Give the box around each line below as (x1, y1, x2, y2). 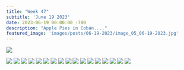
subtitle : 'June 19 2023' (6, 14, 70, 20)
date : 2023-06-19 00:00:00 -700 (6, 19, 86, 25)
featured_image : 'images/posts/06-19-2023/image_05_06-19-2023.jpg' (6, 31, 179, 36)
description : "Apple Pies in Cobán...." (6, 25, 108, 31)
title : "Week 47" (6, 8, 49, 15)
